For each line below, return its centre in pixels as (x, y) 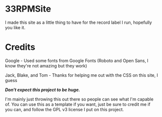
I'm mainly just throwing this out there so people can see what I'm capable (79, 99)
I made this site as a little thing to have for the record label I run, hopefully (79, 22)
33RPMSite (28, 9)
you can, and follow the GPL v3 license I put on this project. (65, 109)
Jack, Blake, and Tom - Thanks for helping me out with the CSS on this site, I (81, 75)
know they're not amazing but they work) (46, 66)
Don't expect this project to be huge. (43, 90)
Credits (20, 47)
